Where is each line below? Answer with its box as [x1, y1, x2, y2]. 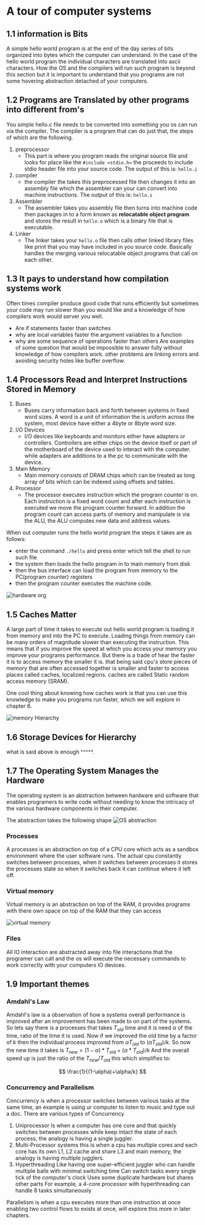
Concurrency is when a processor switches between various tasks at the [6, 1097, 190, 1104]
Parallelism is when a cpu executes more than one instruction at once [6, 1198, 181, 1205]
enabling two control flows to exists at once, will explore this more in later [6, 1205, 191, 1212]
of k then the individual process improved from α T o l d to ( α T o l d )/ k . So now [6, 1039, 191, 1048]
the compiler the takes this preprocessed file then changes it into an [24, 178, 196, 185]
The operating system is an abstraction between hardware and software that [6, 792, 199, 799]
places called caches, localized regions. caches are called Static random [6, 671, 189, 679]
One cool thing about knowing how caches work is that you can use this [6, 690, 187, 697]
